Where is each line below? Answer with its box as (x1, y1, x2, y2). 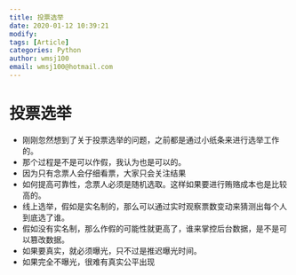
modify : (9, 29, 38, 38)
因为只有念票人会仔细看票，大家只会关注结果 (21, 168, 187, 178)
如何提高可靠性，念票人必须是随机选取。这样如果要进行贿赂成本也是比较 (21, 178, 287, 189)
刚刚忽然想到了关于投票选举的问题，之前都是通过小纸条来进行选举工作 (21, 134, 280, 145)
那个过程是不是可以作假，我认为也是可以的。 (21, 156, 187, 167)
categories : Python (9, 46, 82, 55)
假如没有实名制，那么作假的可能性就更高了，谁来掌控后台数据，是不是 (21, 223, 280, 233)
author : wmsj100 (9, 54, 69, 63)
